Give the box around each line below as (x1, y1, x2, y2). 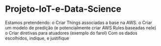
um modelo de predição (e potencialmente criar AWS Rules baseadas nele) (5, 24, 157, 30)
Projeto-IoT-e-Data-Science (5, 3, 121, 15)
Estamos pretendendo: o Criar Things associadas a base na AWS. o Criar (5, 20, 153, 25)
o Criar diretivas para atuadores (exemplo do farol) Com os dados (5, 30, 138, 36)
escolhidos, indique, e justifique (5, 35, 69, 41)
